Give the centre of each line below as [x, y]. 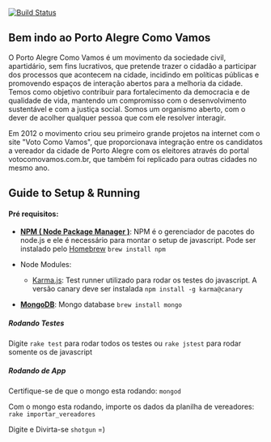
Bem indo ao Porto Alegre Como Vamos [110, 38]
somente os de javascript [51, 352]
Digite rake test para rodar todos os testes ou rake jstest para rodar [125, 343]
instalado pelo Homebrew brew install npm [93, 249]
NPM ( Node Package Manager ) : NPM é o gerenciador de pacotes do [137, 232]
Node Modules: [46, 265]
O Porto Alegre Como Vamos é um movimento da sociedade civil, [117, 57]
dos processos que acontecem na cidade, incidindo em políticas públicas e [134, 74]
